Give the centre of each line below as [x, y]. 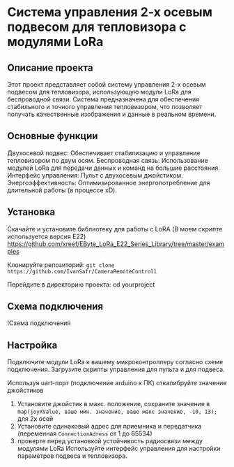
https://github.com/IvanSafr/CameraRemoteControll [82, 271]
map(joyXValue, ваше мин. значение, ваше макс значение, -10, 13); [117, 412]
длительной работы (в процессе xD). [62, 190]
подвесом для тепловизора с [97, 27]
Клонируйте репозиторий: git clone [61, 265]
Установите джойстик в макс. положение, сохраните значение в [114, 404]
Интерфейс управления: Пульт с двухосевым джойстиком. [95, 175]
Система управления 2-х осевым [110, 12]
